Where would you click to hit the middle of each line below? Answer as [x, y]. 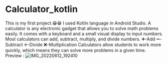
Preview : [15, 55]
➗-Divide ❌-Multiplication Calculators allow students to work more [93, 44]
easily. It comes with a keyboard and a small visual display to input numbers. [84, 33]
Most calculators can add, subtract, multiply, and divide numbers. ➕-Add [80, 39]
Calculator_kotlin [41, 9]
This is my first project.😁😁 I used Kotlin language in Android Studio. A [78, 23]
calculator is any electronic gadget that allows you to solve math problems [82, 28]
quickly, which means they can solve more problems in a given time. [76, 50]
